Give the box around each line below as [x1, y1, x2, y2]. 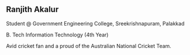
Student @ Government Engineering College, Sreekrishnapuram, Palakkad [6, 20, 185, 27]
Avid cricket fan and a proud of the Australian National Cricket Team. [6, 42, 171, 49]
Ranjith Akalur [6, 5, 59, 14]
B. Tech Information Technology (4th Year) [6, 31, 109, 38]
